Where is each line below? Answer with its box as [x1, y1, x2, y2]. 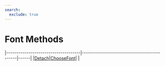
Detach [34, 55, 49, 61]
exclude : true [9, 12, 38, 17]
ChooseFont [50, 55, 76, 61]
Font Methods [4, 33, 64, 45]
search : [4, 7, 21, 12]
